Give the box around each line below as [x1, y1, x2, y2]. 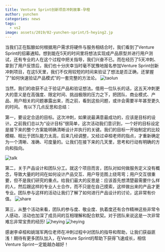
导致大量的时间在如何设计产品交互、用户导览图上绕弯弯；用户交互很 [13, 171, 151, 177]
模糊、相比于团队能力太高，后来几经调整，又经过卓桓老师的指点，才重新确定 [5, 133, 160, 138]
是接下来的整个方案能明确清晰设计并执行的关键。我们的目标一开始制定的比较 [5, 126, 160, 132]
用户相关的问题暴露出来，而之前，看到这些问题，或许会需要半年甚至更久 [13, 98, 160, 103]
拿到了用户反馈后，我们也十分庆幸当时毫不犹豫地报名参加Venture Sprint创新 [5, 63, 159, 68]
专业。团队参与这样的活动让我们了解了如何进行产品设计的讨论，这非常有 [5, 190, 151, 195]
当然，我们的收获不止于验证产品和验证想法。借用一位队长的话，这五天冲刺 [5, 86, 156, 91]
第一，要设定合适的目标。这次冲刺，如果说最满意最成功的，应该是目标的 [5, 114, 151, 120]
